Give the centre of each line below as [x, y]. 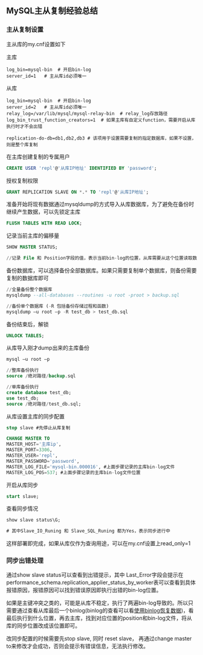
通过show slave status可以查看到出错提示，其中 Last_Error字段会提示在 [95, 575]
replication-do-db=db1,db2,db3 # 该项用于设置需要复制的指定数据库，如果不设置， [101, 138]
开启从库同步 [22, 485]
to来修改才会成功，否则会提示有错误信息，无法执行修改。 [78, 646]
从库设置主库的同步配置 [35, 416]
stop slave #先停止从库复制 [38, 428]
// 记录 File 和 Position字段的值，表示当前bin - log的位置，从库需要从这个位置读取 [99, 258]
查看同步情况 [22, 509]
